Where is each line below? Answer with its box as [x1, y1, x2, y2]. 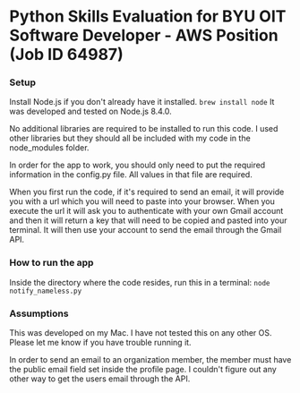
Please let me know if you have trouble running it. [9, 337, 192, 348]
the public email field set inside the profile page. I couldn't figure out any [9, 364, 278, 375]
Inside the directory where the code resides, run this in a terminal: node [9, 277, 270, 287]
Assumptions [9, 307, 69, 320]
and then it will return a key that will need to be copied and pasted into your [9, 215, 288, 226]
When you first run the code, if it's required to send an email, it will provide [9, 186, 285, 198]
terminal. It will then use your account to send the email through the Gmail [9, 225, 282, 235]
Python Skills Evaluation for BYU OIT [9, 6, 287, 27]
